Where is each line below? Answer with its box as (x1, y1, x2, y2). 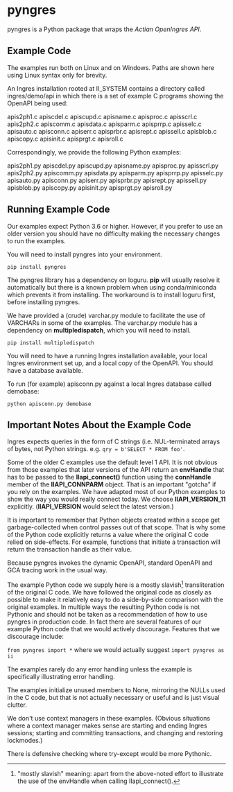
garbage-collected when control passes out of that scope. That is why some (7, 523, 226, 531)
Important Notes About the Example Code (7, 419, 192, 431)
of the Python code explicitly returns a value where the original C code (7, 531, 209, 539)
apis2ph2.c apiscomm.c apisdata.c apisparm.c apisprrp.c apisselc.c (7, 120, 202, 128)
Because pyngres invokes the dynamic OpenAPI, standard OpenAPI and (7, 558, 213, 567)
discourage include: (7, 633, 64, 641)
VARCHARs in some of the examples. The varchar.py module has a (7, 318, 198, 327)
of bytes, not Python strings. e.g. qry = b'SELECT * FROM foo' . (7, 445, 185, 453)
